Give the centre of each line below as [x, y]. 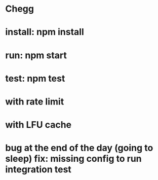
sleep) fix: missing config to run [73, 159]
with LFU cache [38, 125]
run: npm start [36, 55]
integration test [38, 170]
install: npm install [45, 32]
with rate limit [35, 101]
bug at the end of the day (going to [79, 148]
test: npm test [35, 78]
